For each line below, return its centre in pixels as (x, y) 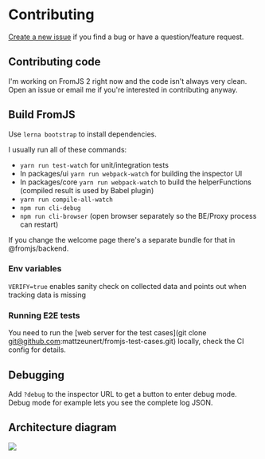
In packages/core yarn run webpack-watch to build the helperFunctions (136, 182)
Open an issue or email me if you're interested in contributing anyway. (123, 89)
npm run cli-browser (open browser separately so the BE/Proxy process (138, 216)
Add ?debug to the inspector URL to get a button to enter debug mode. (123, 394)
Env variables (35, 269)
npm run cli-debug (50, 208)
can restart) (39, 224)
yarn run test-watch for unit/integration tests (94, 164)
